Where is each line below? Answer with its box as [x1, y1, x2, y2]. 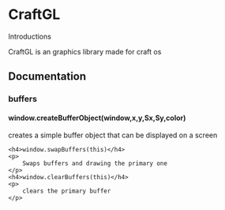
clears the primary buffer [22, 187, 111, 195]
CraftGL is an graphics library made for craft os [8, 47, 162, 56]
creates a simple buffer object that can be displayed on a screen [8, 130, 218, 140]
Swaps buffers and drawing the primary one [22, 159, 168, 167]
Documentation [8, 69, 87, 84]
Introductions [8, 32, 51, 41]
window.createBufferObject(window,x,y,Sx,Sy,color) [8, 113, 186, 122]
